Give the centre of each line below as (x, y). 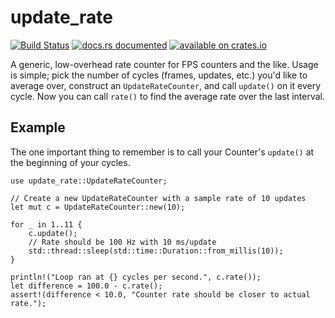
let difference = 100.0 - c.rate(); (86, 286)
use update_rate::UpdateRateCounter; (89, 181)
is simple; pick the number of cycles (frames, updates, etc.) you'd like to (159, 75)
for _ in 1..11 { (46, 224)
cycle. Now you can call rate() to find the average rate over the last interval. (167, 96)
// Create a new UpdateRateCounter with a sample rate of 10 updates (158, 198)
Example (38, 127)
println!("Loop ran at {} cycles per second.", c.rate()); (136, 277)
